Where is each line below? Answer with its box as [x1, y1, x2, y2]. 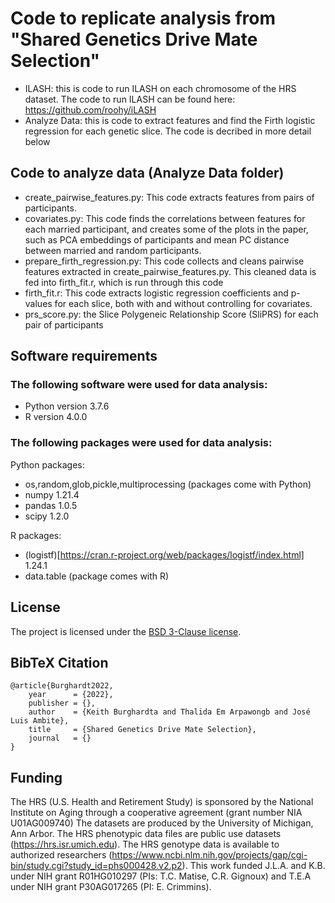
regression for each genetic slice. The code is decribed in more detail [24, 125, 312, 137]
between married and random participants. [24, 244, 202, 256]
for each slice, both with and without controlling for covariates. [54, 297, 313, 309]
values [24, 297, 53, 309]
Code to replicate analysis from [10, 7, 276, 30]
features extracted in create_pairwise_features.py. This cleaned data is [24, 265, 317, 277]
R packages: [10, 529, 62, 541]
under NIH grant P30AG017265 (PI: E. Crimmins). [10, 881, 212, 893]
